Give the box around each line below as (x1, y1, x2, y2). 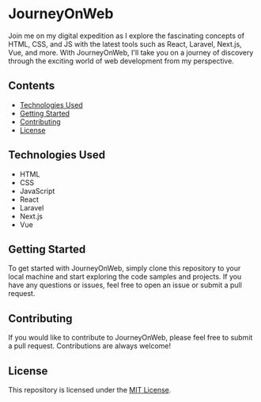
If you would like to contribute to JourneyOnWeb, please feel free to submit (8, 333, 253, 343)
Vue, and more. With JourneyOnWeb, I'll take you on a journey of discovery (8, 47, 254, 57)
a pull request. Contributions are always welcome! (8, 341, 172, 351)
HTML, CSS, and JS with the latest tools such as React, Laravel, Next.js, (8, 39, 243, 48)
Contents (8, 79, 55, 93)
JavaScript (19, 186, 55, 195)
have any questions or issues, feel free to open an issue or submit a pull (8, 280, 243, 290)
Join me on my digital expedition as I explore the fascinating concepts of (8, 31, 245, 40)
